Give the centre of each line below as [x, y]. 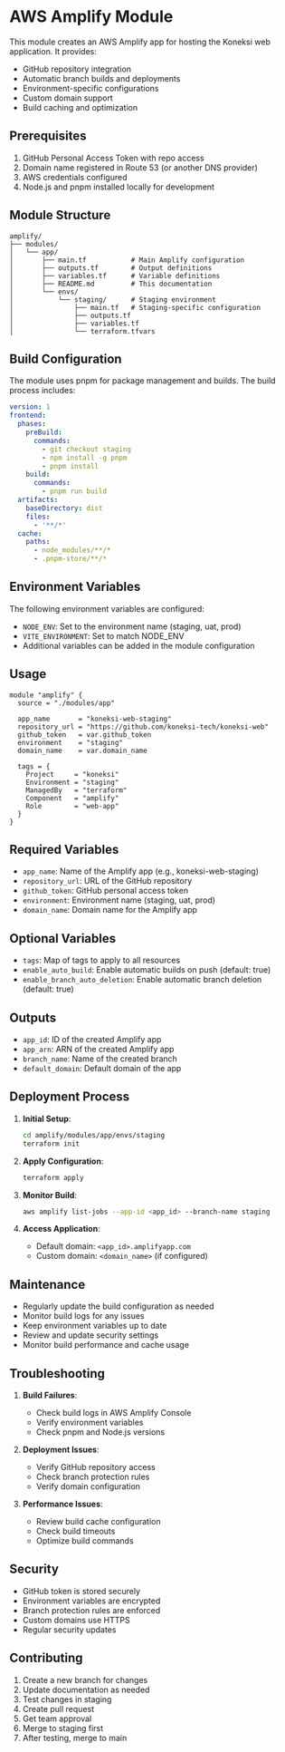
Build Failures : [50, 1395]
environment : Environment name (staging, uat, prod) [119, 900]
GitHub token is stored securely [81, 1591]
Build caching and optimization [80, 107]
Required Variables [64, 850]
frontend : [28, 416]
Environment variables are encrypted [91, 1601]
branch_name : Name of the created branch [100, 1059]
